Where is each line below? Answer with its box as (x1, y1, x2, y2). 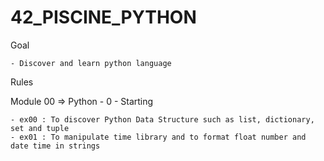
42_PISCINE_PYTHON (10, 6, 197, 29)
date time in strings (10, 141, 101, 151)
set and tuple (10, 123, 70, 133)
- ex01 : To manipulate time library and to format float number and (10, 132, 307, 142)
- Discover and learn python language (10, 58, 172, 68)
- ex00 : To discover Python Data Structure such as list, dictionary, (10, 114, 315, 125)
